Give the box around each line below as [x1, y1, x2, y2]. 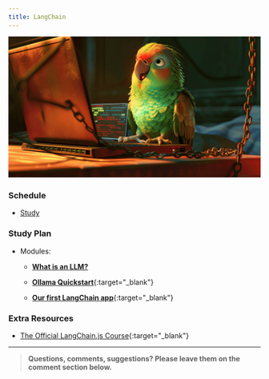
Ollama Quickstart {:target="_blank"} [31, 277, 155, 287]
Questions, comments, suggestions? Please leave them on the [27, 354, 240, 364]
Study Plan [8, 228, 52, 239]
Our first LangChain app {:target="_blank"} [31, 293, 174, 302]
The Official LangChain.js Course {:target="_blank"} [19, 331, 190, 341]
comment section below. [27, 362, 112, 372]
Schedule [8, 190, 46, 201]
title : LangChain [8, 13, 66, 21]
